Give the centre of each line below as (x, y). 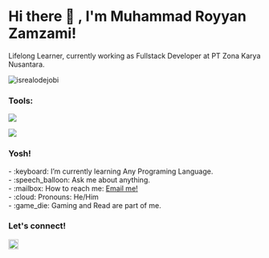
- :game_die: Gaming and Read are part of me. (85, 205)
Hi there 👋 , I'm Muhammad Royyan (127, 16)
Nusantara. (27, 64)
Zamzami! (43, 33)
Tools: (21, 100)
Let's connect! (37, 226)
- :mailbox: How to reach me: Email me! (73, 188)
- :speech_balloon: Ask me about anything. (79, 179)
